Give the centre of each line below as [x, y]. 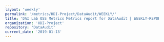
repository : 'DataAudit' [30, 28]
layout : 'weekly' [23, 9]
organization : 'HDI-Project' [35, 23]
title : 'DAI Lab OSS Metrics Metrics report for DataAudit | [69, 18]
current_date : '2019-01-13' [34, 32]
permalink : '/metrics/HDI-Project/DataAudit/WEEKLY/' [61, 14]
